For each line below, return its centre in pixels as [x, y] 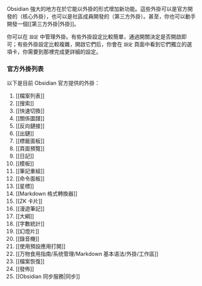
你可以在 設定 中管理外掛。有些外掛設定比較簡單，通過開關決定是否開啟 [94, 37]
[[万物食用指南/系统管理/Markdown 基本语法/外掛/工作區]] [87, 254]
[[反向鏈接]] [30, 126]
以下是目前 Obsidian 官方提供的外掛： [54, 83]
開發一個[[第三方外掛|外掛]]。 [43, 24]
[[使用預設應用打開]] [40, 246]
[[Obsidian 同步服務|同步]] [48, 276]
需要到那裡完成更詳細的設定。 [64, 52]
